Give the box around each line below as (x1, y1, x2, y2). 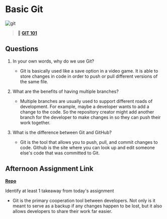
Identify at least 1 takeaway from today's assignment (5, 188, 114, 194)
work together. (20, 120, 51, 126)
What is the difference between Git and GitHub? (12, 129, 112, 135)
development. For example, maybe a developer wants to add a (20, 103, 149, 109)
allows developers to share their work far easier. (12, 208, 113, 214)
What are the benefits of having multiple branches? (12, 88, 119, 94)
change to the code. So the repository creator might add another (20, 108, 154, 115)
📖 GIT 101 (17, 30, 37, 36)
